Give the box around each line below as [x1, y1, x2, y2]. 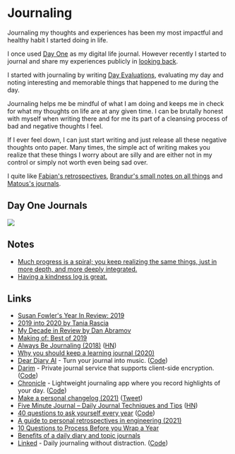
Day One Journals [7, 200, 88, 212]
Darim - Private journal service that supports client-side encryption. [17, 364, 215, 372]
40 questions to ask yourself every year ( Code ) [17, 409, 155, 417]
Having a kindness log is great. [17, 272, 108, 280]
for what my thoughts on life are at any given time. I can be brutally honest [7, 107, 224, 115]
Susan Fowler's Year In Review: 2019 [17, 311, 125, 320]
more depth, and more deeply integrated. [17, 265, 138, 273]
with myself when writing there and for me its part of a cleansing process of [7, 114, 228, 123]
